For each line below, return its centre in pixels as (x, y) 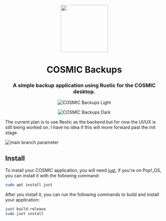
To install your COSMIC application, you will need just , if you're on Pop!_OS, (83, 170)
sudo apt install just (29, 185)
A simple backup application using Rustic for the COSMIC (84, 85)
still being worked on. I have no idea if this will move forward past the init (80, 128)
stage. (12, 133)
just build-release (26, 209)
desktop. (84, 92)
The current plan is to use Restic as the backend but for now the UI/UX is (81, 122)
